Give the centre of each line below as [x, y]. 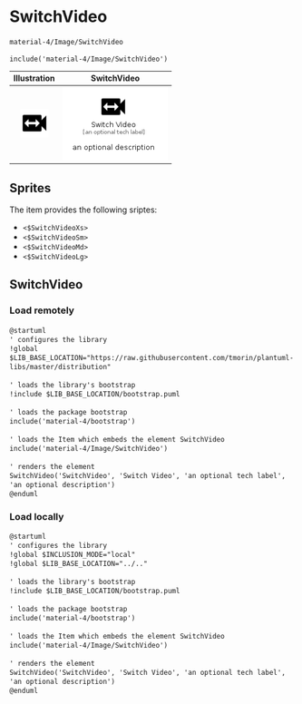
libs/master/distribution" [60, 367]
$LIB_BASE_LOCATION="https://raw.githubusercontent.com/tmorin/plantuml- [152, 357]
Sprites [30, 188]
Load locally [37, 516]
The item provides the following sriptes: [83, 210]
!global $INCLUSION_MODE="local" [73, 554]
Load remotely [42, 310]
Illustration [34, 78]
